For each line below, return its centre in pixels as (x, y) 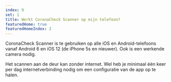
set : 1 (12, 15)
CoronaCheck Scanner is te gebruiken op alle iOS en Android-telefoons (81, 43)
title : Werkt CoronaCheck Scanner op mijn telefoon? (63, 19)
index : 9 (15, 10)
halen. (12, 75)
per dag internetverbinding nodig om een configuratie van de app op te (81, 70)
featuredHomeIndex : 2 (28, 29)
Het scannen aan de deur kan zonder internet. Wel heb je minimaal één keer (85, 64)
